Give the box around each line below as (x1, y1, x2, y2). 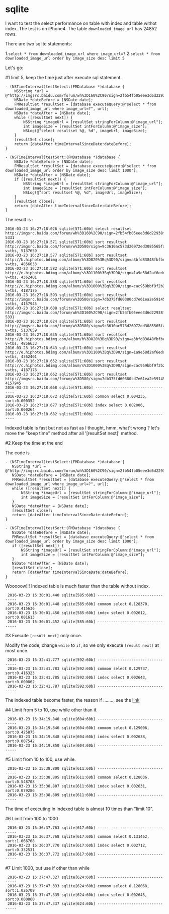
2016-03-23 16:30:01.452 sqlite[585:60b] (7, 619, 96, 624)
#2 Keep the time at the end (5, 440, 63, 446)
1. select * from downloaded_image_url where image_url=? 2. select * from (5, 50, 160, 56)
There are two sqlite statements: (5, 40, 72, 46)
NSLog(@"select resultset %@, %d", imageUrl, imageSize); (23, 128, 147, 133)
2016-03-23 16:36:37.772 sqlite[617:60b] (7, 851, 96, 857)
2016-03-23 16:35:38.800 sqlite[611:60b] (7, 766, 96, 771)
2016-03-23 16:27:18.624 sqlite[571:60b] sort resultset (5, 319, 127, 324)
